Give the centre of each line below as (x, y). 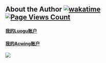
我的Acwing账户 (23, 43)
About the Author (34, 9)
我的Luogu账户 (21, 30)
